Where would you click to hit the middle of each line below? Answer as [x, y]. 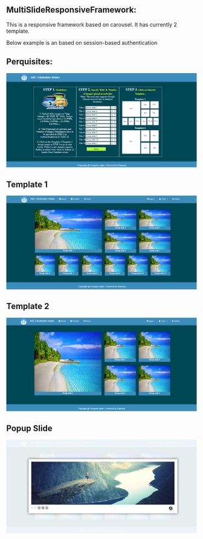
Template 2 [28, 306]
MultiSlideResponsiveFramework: [72, 10]
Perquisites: [30, 62]
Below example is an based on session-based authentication [82, 42]
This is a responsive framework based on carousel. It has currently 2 [92, 24]
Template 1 [27, 184]
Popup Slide [29, 428]
